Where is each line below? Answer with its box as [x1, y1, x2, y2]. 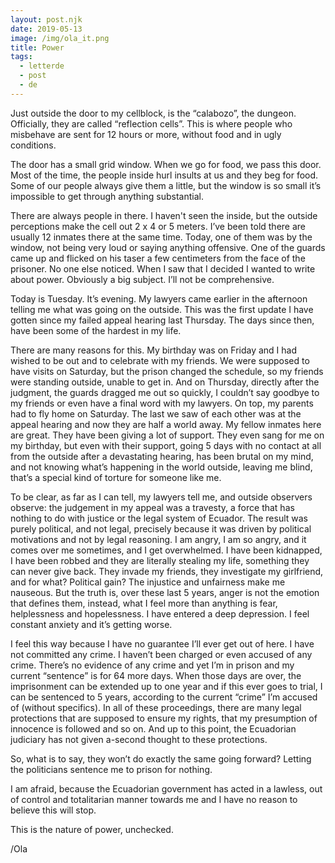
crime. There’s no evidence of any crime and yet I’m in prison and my [10, 659, 295, 671]
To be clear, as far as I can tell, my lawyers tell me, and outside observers [10, 491, 313, 503]
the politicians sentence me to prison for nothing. [10, 763, 213, 775]
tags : [10, 52, 33, 62]
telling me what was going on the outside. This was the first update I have [10, 303, 314, 315]
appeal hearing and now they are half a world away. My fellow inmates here [10, 418, 322, 430]
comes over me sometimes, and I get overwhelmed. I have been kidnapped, [10, 544, 323, 556]
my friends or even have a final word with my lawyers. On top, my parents [10, 397, 314, 409]
